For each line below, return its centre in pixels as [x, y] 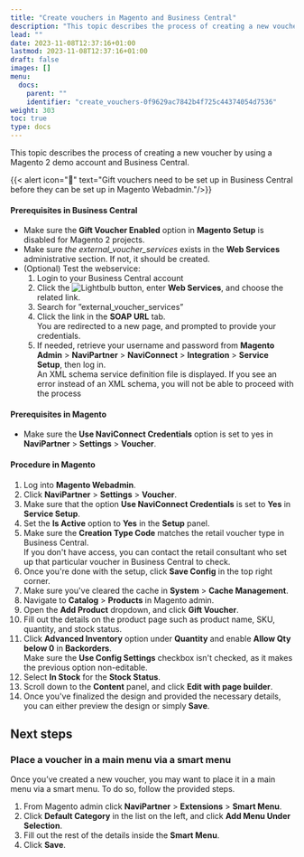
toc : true [29, 118]
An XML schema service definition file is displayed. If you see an [157, 374]
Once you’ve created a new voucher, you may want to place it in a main [143, 779]
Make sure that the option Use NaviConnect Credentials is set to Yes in [157, 504]
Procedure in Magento [53, 465]
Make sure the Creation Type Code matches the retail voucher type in [154, 532]
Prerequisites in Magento [59, 414]
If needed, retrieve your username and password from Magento [156, 345]
